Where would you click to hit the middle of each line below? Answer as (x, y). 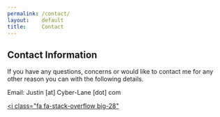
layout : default (36, 20)
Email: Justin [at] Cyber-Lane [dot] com (64, 93)
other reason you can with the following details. (76, 79)
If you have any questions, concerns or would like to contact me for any (110, 72)
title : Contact (36, 26)
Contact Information (52, 55)
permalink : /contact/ (39, 14)
